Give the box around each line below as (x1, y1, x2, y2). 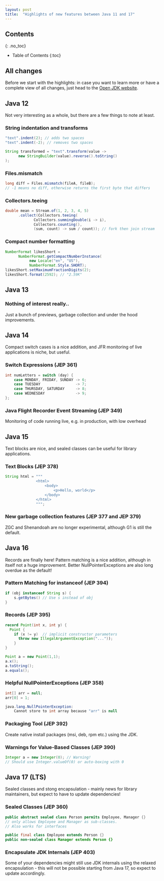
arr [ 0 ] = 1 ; (5, 695, 29, 700)
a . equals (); (5, 668, 29, 673)
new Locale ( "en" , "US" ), (29, 258, 80, 263)
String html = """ (5, 474, 43, 479)
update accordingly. (5, 870, 46, 877)
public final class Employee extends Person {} (5, 833, 105, 838)
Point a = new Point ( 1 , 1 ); (5, 654, 60, 660)
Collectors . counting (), (33, 222, 82, 227)
